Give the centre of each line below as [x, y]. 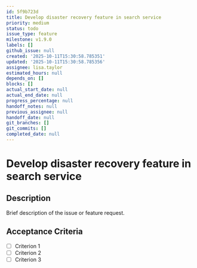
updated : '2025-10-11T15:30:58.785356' [56, 62]
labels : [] [20, 45]
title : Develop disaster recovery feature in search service [84, 17]
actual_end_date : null [34, 95]
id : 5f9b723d [22, 12]
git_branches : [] [28, 123]
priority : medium [28, 23]
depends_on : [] [25, 78]
